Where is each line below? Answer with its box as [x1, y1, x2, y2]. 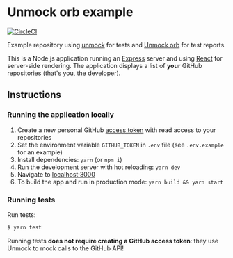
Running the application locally [7, 110, 115, 120]
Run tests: [7, 210, 36, 219]
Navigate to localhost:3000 [17, 170, 96, 178]
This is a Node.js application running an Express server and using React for [7, 54, 223, 63]
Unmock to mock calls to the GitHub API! [7, 244, 124, 252]
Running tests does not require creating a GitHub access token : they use [7, 236, 219, 245]
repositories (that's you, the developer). [7, 69, 121, 77]
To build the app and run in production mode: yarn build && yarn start [17, 177, 224, 186]
